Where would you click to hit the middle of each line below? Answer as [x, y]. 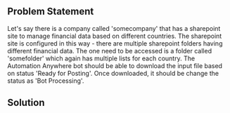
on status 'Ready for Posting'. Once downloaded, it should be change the [113, 73]
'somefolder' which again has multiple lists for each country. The [101, 58]
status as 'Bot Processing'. [46, 81]
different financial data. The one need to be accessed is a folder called [110, 51]
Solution [26, 103]
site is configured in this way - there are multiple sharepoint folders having [115, 43]
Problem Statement [51, 12]
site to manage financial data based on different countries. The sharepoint [115, 36]
